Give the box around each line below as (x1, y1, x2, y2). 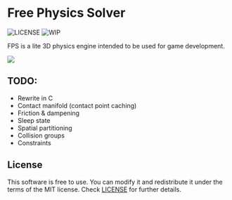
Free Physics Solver (7, 5, 126, 21)
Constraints (17, 138, 51, 147)
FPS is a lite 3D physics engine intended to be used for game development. (7, 41, 225, 50)
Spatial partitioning (17, 124, 72, 132)
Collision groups (17, 131, 65, 140)
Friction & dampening (17, 109, 79, 117)
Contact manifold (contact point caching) (17, 101, 137, 109)
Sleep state (17, 116, 51, 124)
